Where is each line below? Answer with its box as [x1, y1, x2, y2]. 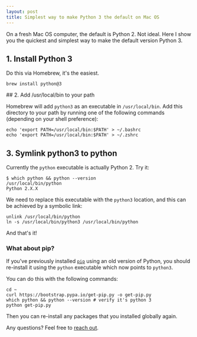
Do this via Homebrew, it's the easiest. [6, 69, 99, 77]
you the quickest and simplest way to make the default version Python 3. [6, 37, 183, 44]
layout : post [6, 8, 38, 15]
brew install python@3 [6, 81, 62, 87]
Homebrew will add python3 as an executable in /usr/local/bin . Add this [6, 103, 183, 110]
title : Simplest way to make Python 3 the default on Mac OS [6, 14, 160, 20]
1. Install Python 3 [6, 54, 73, 64]
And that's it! [6, 229, 37, 237]
